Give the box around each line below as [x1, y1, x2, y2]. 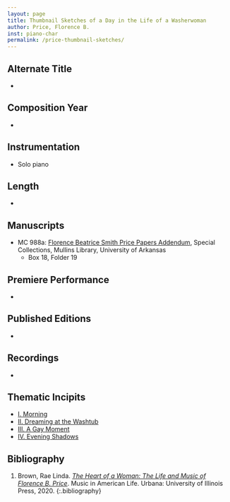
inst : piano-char [7, 30, 59, 37]
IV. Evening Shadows [17, 432, 79, 441]
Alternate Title [7, 63, 73, 75]
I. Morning [17, 410, 48, 419]
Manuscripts [7, 220, 65, 232]
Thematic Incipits [7, 391, 86, 403]
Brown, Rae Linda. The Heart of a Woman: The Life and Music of [17, 472, 206, 480]
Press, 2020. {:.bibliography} [17, 486, 102, 495]
